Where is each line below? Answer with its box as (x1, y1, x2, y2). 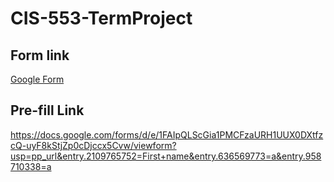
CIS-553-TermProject (10, 7, 193, 30)
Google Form (10, 73, 65, 85)
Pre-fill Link (10, 102, 85, 119)
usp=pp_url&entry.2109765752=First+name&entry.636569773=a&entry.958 (10, 150, 322, 162)
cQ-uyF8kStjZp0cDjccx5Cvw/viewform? (10, 139, 177, 151)
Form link (10, 47, 70, 64)
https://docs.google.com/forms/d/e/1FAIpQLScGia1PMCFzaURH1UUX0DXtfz (10, 128, 324, 141)
